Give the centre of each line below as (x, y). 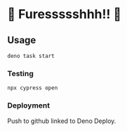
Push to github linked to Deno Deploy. (62, 121)
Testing (20, 73)
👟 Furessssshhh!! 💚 (64, 14)
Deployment (29, 105)
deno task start (31, 56)
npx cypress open (33, 88)
